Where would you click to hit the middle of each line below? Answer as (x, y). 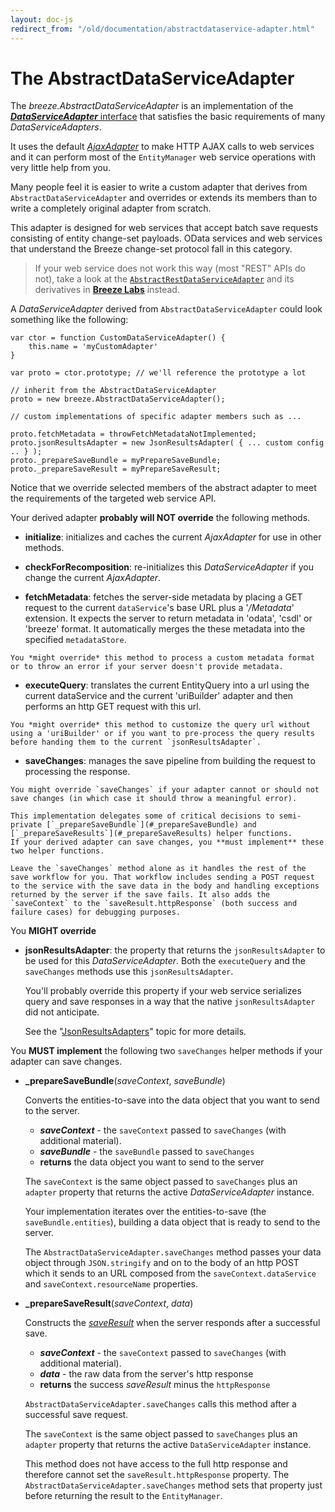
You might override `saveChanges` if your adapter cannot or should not (165, 790)
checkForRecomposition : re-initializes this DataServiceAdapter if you (169, 567)
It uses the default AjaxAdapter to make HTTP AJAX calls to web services (162, 147)
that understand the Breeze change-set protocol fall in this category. (151, 249)
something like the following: (69, 320)
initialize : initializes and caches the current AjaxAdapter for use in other (173, 537)
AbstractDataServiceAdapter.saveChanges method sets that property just (173, 1485)
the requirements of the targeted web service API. (113, 498)
